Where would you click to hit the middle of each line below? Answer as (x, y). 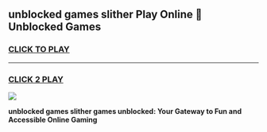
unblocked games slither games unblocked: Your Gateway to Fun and (125, 111)
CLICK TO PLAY (39, 50)
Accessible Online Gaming (53, 119)
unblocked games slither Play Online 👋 (105, 15)
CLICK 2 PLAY (36, 79)
